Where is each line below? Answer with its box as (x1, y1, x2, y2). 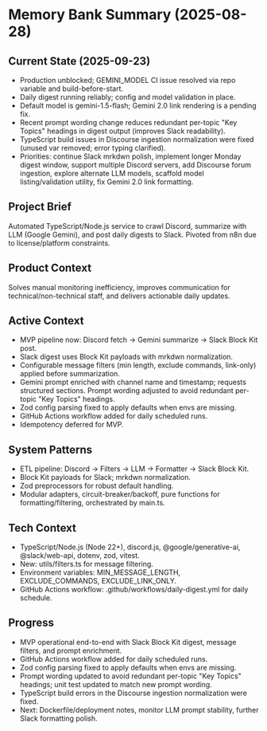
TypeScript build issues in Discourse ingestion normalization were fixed (19, 135, 254, 144)
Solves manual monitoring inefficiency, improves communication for (8, 282, 230, 292)
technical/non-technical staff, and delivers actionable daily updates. (8, 291, 230, 301)
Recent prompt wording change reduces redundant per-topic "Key (19, 118, 238, 127)
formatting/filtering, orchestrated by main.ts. (19, 498, 165, 508)
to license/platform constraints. (8, 238, 110, 248)
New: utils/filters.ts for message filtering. (19, 560, 153, 569)
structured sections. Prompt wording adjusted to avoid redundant (19, 386, 234, 395)
